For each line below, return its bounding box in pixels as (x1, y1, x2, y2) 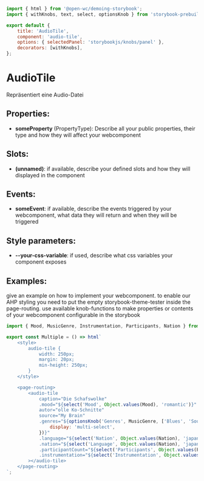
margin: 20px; (38, 356, 75, 363)
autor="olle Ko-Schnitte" (38, 407, 104, 413)
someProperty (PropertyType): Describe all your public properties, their (15, 125, 195, 132)
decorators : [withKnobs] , (17, 45, 83, 51)
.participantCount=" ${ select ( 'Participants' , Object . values (38, 446, 194, 452)
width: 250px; (38, 351, 75, 357)
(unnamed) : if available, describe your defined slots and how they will (15, 165, 191, 172)
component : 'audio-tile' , (17, 33, 83, 39)
